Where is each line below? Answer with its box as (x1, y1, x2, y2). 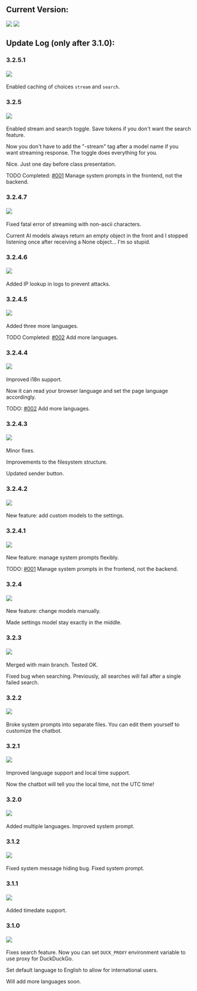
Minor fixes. (6, 447, 35, 454)
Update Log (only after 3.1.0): (6, 38, 115, 48)
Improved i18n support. (6, 376, 62, 383)
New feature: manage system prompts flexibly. (6, 554, 119, 561)
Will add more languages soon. (6, 978, 81, 985)
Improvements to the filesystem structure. (6, 458, 108, 465)
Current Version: (6, 5, 69, 15)
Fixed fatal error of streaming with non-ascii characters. (6, 221, 142, 228)
